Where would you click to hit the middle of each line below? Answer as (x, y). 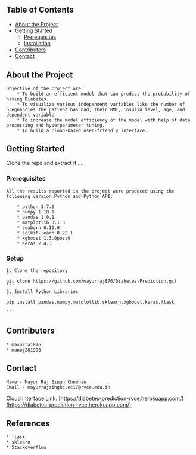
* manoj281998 (24, 350)
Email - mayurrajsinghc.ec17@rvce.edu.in (58, 387)
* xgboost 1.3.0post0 (43, 238)
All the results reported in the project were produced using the (90, 191)
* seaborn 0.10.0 (38, 227)
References (28, 424)
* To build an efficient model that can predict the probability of (104, 94)
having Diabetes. (28, 99)
